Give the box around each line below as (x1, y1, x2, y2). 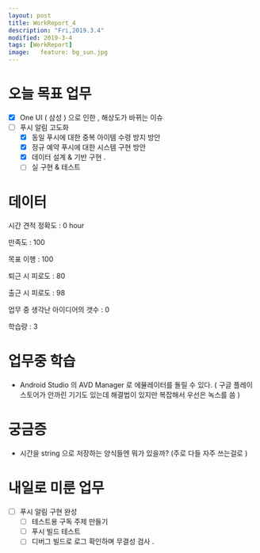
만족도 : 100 (8, 238, 45, 247)
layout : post (8, 11, 52, 20)
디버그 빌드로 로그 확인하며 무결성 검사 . (31, 536, 155, 547)
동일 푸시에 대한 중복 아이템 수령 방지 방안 (31, 132, 161, 143)
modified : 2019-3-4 (8, 33, 73, 42)
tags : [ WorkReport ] (8, 41, 73, 49)
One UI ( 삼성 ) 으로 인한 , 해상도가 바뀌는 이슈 (19, 113, 163, 122)
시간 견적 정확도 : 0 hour (8, 221, 85, 231)
